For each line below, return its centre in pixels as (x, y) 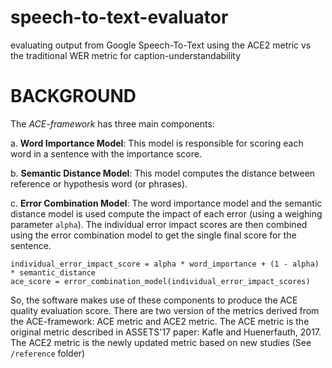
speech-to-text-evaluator (119, 17)
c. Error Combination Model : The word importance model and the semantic (166, 203)
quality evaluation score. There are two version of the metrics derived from (165, 310)
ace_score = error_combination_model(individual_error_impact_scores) (160, 281)
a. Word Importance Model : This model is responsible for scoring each (157, 143)
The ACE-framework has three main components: (112, 123)
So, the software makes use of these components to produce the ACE (154, 300)
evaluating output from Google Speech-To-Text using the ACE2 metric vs (161, 45)
